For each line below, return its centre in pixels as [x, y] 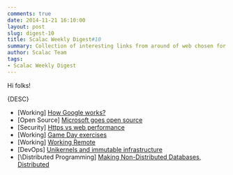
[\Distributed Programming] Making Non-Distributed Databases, [109, 157]
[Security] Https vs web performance [71, 127]
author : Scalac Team [37, 53]
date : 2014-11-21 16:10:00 [46, 20]
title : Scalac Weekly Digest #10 [54, 40]
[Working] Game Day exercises [62, 135]
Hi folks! [19, 85]
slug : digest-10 [31, 33]
